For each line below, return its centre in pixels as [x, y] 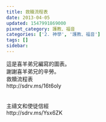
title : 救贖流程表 [27, 12]
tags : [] [17, 40]
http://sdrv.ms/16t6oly [34, 86]
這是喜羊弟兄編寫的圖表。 [38, 64]
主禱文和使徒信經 [28, 106]
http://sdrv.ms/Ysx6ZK [35, 112]
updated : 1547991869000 [36, 23]
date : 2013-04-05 [28, 18]
